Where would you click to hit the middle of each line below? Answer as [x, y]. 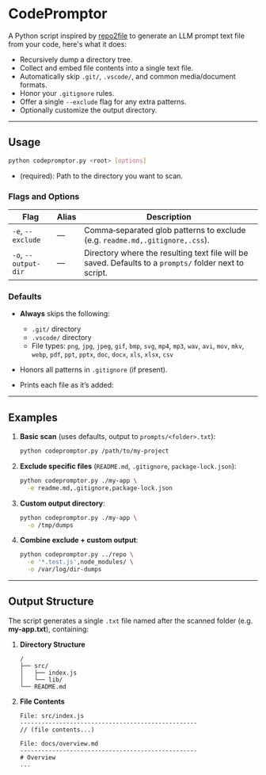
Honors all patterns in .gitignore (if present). [93, 370]
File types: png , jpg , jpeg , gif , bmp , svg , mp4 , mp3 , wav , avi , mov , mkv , [138, 346]
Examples [33, 417]
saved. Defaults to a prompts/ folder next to [164, 262]
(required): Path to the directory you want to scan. [101, 176]
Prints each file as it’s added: [66, 385]
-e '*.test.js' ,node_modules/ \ [80, 562]
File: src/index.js [52, 716]
